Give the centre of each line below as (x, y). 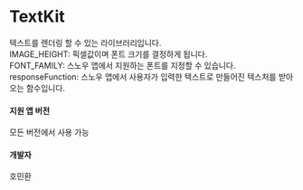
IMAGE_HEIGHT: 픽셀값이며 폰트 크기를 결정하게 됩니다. (109, 54)
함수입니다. (46, 88)
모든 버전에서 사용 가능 (49, 132)
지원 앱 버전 (30, 110)
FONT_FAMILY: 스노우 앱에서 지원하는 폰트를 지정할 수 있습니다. (123, 65)
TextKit (37, 17)
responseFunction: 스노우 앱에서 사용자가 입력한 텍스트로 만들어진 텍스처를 (143, 76)
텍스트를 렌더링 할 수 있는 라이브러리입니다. (85, 43)
